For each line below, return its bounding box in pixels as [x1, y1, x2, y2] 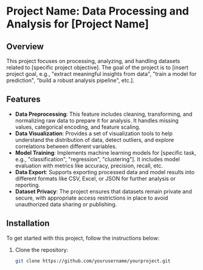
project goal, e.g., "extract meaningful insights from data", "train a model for [6, 70, 197, 77]
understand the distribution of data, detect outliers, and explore [15, 136, 174, 143]
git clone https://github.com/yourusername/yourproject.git [15, 258, 171, 264]
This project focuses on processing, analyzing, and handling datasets [6, 58, 181, 64]
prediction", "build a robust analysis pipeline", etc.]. [6, 77, 135, 84]
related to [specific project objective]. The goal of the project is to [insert [6, 64, 188, 71]
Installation [6, 218, 50, 229]
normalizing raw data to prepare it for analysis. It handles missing [15, 116, 179, 124]
